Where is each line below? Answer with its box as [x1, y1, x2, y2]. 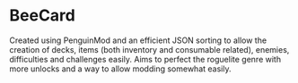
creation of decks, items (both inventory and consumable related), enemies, [9, 44, 290, 54]
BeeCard [9, 5, 76, 26]
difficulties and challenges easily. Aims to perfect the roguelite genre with [9, 54, 281, 64]
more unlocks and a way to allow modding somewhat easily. [9, 63, 232, 74]
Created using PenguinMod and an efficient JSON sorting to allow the [9, 35, 267, 46]
